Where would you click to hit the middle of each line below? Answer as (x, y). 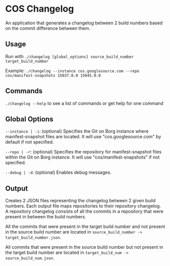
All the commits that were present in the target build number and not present (85, 226)
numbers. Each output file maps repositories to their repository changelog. (83, 206)
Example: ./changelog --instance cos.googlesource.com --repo (72, 70)
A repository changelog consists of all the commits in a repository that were (84, 211)
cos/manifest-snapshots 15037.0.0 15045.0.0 (53, 75)
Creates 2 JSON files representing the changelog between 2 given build (80, 201)
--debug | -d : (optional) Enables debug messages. (58, 172)
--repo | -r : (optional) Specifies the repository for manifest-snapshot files (83, 152)
